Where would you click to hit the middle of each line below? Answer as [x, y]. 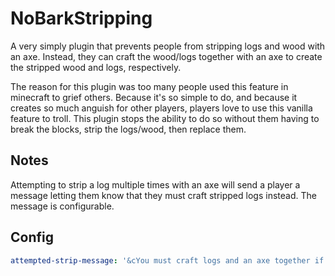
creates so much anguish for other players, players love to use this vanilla [161, 108]
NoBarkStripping [81, 18]
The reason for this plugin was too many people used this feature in [149, 86]
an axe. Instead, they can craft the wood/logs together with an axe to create [166, 56]
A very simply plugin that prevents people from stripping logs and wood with [168, 46]
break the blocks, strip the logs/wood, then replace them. [128, 129]
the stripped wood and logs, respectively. [96, 67]
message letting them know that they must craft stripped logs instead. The [163, 195]
